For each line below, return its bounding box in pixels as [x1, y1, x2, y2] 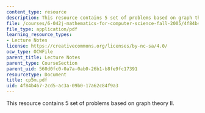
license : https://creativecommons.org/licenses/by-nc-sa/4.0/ [6, 43, 168, 49]
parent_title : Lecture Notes [6, 54, 81, 60]
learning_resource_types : [6, 32, 72, 38]
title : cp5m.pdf [6, 77, 48, 83]
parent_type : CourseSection [6, 60, 78, 66]
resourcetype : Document [6, 71, 67, 78]
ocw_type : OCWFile [6, 49, 53, 55]
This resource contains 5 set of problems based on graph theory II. [6, 100, 175, 107]
